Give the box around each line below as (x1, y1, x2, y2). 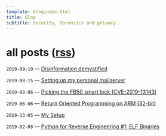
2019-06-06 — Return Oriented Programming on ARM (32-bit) (6, 100, 156, 107)
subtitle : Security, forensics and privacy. (6, 20, 119, 26)
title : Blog (6, 14, 36, 20)
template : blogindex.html (6, 8, 70, 15)
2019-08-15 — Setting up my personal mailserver (6, 77, 125, 84)
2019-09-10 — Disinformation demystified (6, 65, 107, 72)
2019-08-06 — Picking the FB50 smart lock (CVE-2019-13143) (6, 88, 157, 95)
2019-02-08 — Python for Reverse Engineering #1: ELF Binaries (6, 123, 160, 130)
